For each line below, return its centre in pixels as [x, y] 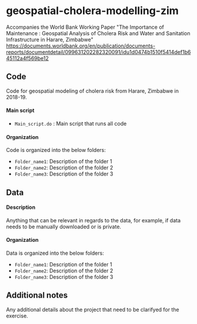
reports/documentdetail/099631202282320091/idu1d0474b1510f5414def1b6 [98, 52]
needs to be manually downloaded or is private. [64, 227]
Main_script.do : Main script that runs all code [71, 123]
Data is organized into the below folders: [55, 253]
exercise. [17, 316]
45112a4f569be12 [27, 58]
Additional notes [37, 296]
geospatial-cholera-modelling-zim [93, 11]
